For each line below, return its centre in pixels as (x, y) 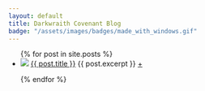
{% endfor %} (43, 80)
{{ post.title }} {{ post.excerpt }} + (87, 64)
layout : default (36, 16)
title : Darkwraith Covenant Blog (65, 24)
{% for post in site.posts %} (66, 54)
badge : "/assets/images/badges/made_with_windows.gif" (103, 31)
